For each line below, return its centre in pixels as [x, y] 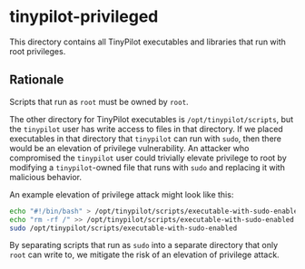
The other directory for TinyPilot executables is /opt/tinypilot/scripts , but [151, 119]
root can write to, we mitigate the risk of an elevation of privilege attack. [144, 255]
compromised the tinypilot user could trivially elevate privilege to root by [148, 158]
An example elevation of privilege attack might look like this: [122, 194]
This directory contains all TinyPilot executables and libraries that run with [148, 42]
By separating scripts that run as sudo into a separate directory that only [144, 245]
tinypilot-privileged [84, 17]
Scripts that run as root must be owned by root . [99, 101]
